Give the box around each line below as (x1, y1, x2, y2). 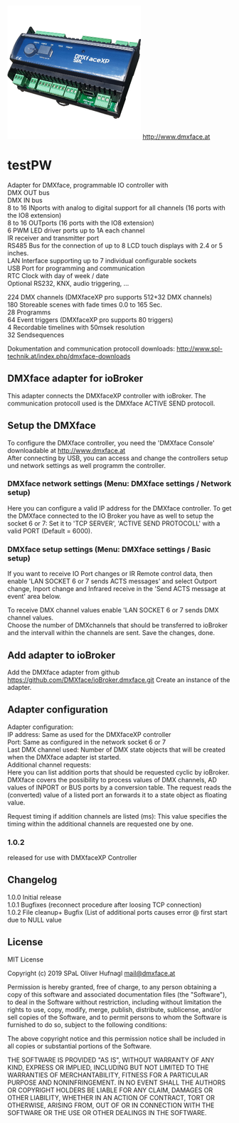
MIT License (7, 955, 44, 964)
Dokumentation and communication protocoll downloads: (7, 344, 176, 353)
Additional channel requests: (7, 760, 91, 769)
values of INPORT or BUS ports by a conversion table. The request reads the (7, 783, 232, 792)
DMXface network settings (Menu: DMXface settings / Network (7, 479, 232, 489)
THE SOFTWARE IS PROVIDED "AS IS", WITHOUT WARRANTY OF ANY (7, 1055, 215, 1064)
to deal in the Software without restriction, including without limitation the (7, 998, 222, 1006)
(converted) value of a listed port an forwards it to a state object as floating (7, 790, 228, 799)
